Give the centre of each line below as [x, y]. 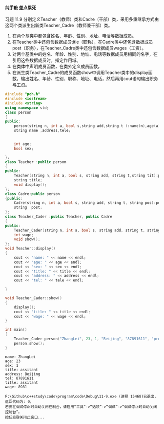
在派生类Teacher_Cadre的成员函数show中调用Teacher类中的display [80, 73]
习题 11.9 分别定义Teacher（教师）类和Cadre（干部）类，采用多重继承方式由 [82, 19]
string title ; [28, 180]
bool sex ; [24, 149]
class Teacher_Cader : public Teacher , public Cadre [59, 217]
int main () [16, 330]
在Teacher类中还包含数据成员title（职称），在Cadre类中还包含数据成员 [82, 42]
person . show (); [29, 343]
